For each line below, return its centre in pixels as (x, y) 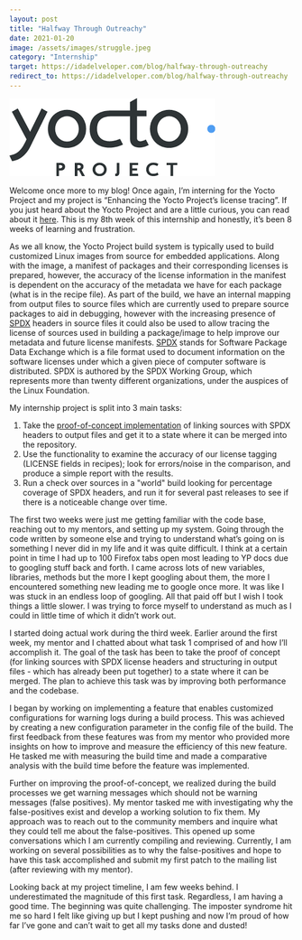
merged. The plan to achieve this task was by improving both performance (148, 681)
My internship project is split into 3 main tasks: (96, 407)
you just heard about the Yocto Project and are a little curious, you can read (150, 209)
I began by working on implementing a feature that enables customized (142, 708)
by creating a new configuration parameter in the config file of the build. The (151, 727)
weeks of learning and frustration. (72, 228)
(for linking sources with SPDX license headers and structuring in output (143, 661)
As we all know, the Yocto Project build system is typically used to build (142, 246)
